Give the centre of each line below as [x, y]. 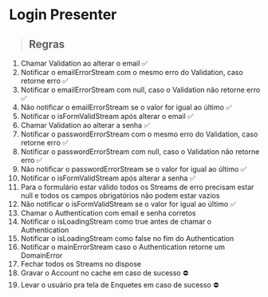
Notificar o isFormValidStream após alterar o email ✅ [107, 116]
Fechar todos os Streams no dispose [81, 264]
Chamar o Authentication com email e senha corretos [108, 213]
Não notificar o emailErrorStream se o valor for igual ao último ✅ [126, 107]
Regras [47, 44]
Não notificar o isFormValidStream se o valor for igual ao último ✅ [128, 204]
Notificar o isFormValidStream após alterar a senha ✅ [108, 178]
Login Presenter [63, 15]
